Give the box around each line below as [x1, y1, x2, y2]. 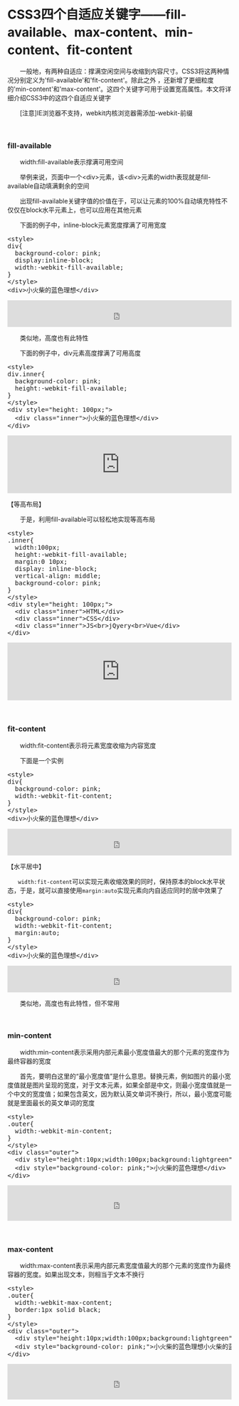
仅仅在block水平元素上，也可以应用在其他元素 [7, 206, 142, 214]
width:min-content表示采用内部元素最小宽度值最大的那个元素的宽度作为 [19, 1048, 230, 1056]
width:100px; [14, 543, 60, 552]
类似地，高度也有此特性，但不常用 [19, 998, 119, 1007]
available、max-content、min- [7, 24, 193, 41]
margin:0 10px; [14, 558, 68, 566]
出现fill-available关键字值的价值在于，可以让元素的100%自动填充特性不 [19, 197, 228, 206]
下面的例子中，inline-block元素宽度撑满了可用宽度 [19, 221, 167, 230]
